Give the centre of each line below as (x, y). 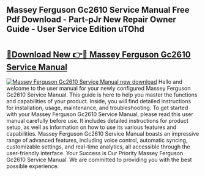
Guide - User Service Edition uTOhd (76, 29)
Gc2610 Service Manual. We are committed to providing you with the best (99, 159)
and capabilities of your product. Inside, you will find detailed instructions (99, 101)
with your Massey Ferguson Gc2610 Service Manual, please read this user (100, 114)
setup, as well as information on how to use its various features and (91, 127)
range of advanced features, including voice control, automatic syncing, (97, 140)
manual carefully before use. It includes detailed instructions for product (97, 121)
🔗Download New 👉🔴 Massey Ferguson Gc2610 (99, 54)
